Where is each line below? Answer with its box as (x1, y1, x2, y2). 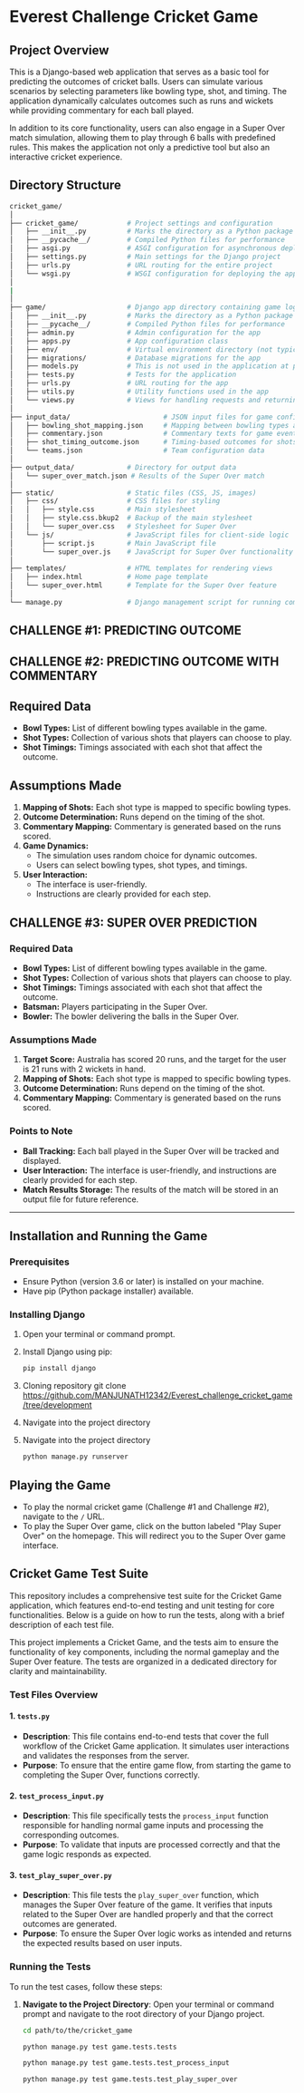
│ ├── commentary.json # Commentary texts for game (9, 429, 273, 439)
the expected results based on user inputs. (22, 1938, 183, 1949)
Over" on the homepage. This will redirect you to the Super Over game (22, 1530, 287, 1542)
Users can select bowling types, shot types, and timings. (35, 859, 248, 871)
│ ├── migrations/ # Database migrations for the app (9, 354, 261, 363)
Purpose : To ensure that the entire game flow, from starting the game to (22, 1759, 291, 1770)
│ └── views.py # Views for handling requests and (9, 395, 261, 404)
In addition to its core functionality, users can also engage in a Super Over (9, 122, 285, 133)
